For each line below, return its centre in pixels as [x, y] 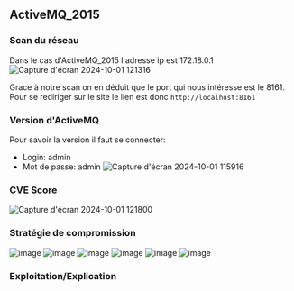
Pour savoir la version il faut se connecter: [87, 140]
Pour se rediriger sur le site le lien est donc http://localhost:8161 [133, 96]
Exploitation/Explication [63, 276]
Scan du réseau [44, 41]
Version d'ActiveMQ [54, 120]
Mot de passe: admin [61, 167]
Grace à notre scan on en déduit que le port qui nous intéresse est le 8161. [147, 87]
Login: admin [46, 157]
